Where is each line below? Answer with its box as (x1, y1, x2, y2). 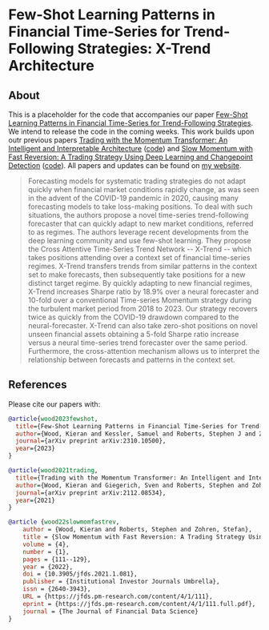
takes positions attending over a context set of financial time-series (27, 253, 251, 262)
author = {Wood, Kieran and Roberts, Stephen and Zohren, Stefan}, (22, 526, 252, 534)
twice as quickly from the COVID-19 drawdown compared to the (27, 312, 239, 322)
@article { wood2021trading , (8, 467, 98, 475)
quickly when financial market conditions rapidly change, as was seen (27, 185, 259, 194)
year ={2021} (15, 496, 56, 504)
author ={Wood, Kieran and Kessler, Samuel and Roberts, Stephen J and (15, 430, 256, 438)
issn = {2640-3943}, (22, 585, 91, 593)
